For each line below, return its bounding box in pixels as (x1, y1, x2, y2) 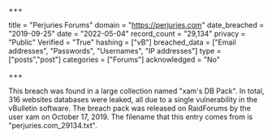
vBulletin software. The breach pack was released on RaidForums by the (8, 103, 252, 113)
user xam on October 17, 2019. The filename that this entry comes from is (8, 112, 253, 122)
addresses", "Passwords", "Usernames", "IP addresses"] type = (8, 46, 222, 55)
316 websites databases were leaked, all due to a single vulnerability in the (8, 95, 258, 104)
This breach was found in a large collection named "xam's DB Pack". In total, (8, 86, 265, 96)
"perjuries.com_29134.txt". (8, 121, 97, 130)
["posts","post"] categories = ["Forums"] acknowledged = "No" (8, 54, 221, 64)
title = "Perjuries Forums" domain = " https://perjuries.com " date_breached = (8, 20, 265, 29)
